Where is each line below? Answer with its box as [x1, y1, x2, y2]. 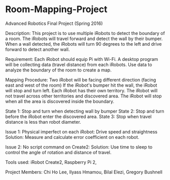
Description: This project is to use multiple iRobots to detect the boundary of [5, 30, 165, 36]
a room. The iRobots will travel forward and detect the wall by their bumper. [5, 35, 163, 42]
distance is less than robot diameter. [5, 119, 81, 125]
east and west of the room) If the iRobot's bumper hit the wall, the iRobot [5, 82, 157, 88]
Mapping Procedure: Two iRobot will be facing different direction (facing [5, 77, 156, 83]
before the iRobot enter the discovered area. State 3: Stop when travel [5, 113, 152, 120]
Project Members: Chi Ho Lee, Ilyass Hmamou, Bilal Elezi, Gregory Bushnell [5, 169, 162, 175]
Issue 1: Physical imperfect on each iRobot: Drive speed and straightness [5, 128, 158, 135]
